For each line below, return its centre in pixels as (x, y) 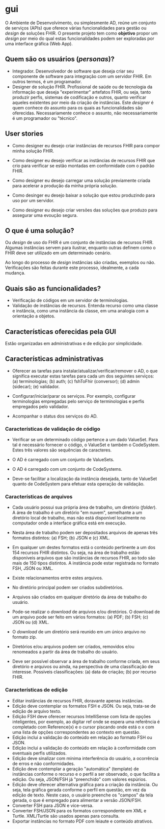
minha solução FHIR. (33, 151)
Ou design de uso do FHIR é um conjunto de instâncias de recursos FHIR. (79, 242)
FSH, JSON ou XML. (33, 568)
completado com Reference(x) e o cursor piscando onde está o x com (83, 727)
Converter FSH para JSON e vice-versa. (53, 805)
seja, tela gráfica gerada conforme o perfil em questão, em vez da (79, 790)
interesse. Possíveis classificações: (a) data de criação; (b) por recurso (84, 672)
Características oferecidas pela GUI (61, 331)
